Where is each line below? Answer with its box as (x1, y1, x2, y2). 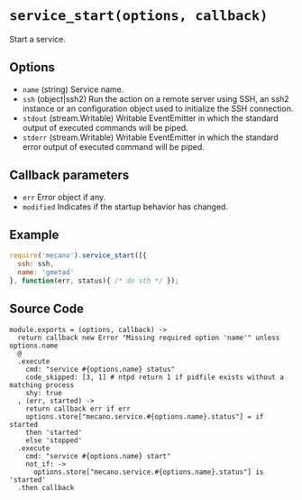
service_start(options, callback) (9, 7, 269, 24)
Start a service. (9, 33, 66, 44)
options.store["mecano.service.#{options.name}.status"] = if (25, 412, 264, 421)
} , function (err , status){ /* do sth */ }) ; (9, 276, 179, 285)
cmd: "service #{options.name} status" (25, 365, 176, 374)
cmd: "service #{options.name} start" (25, 451, 171, 460)
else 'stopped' (25, 436, 83, 445)
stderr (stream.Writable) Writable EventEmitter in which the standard (22, 132, 279, 143)
